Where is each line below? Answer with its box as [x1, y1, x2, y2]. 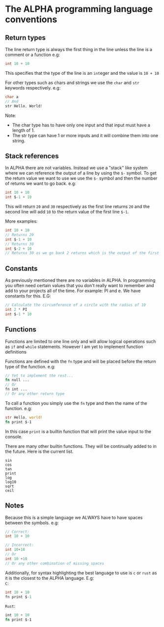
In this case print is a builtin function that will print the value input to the [5, 428, 151, 434]
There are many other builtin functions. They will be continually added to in [5, 443, 157, 449]
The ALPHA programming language [5, 3, 153, 15]
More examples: [5, 218, 38, 224]
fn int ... [5, 387, 27, 392]
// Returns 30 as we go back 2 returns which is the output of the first [5, 251, 160, 256]
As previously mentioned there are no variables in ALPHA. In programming [5, 277, 156, 283]
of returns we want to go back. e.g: [5, 180, 76, 186]
